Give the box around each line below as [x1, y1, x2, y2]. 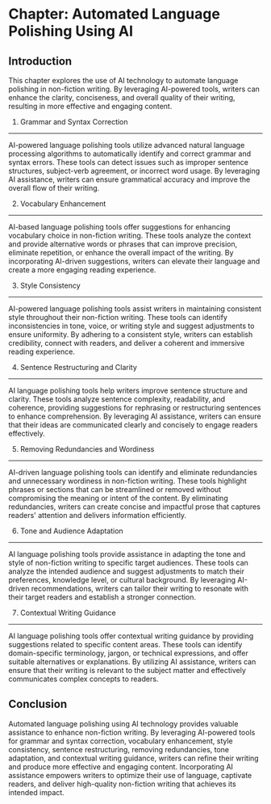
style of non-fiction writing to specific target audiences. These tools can [8, 558, 248, 567]
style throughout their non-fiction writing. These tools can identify [8, 313, 228, 322]
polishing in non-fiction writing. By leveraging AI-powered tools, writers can [8, 84, 261, 94]
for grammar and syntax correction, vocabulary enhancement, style [8, 736, 234, 746]
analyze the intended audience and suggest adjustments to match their [8, 566, 244, 576]
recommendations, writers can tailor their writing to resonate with [31, 583, 248, 593]
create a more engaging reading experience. [8, 265, 156, 275]
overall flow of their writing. [8, 183, 100, 192]
